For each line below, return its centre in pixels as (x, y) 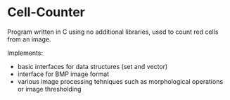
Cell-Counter (46, 12)
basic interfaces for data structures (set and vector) (92, 66)
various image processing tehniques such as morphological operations (120, 81)
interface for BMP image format (63, 74)
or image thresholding (49, 89)
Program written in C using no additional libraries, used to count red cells (113, 32)
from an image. (29, 39)
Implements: (25, 53)
